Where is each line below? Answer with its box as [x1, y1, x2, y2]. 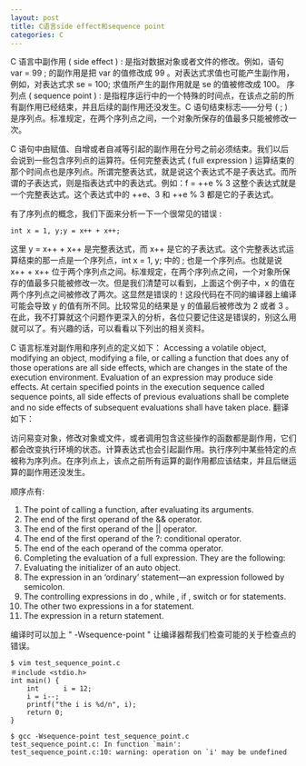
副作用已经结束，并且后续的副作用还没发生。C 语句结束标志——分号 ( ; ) [17, 102, 289, 113]
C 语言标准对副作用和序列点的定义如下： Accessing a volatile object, [10, 343, 267, 353]
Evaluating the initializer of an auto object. [23, 562, 181, 573]
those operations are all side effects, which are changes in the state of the [10, 363, 288, 373]
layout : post [10, 13, 60, 23]
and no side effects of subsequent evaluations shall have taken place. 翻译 [10, 402, 290, 413]
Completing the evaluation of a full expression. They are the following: [23, 552, 286, 563]
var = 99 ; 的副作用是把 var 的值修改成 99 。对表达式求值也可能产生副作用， [10, 67, 294, 78]
